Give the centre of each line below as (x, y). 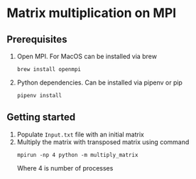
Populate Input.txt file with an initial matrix (81, 134)
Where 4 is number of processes (65, 168)
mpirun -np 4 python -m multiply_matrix (77, 155)
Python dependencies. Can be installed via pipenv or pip (99, 82)
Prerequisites (37, 39)
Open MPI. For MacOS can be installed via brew (87, 56)
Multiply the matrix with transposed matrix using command (103, 142)
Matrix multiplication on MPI (92, 13)
